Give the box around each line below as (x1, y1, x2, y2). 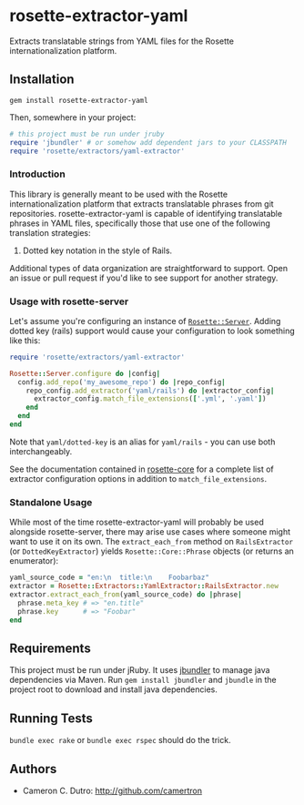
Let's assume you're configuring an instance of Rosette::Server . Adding (9, 315, 281, 326)
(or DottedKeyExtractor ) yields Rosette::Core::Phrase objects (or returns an (9, 545, 294, 556)
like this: (9, 334, 41, 346)
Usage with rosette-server (9, 295, 129, 308)
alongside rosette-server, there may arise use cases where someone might (9, 526, 291, 537)
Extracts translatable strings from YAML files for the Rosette (9, 36, 235, 46)
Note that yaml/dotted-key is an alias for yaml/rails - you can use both (9, 436, 276, 447)
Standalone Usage (9, 495, 93, 508)
